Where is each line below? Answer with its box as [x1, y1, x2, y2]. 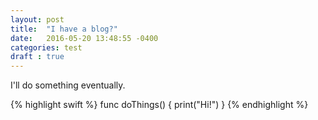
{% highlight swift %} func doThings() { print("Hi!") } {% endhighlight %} [10, 99, 309, 111]
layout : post [10, 14, 65, 25]
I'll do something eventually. [10, 79, 126, 91]
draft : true [10, 52, 65, 62]
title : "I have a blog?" [10, 24, 118, 34]
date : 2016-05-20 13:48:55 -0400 [10, 33, 159, 43]
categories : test [10, 42, 83, 53]
